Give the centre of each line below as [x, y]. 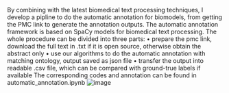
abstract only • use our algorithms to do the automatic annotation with [106, 53]
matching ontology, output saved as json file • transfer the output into [106, 61]
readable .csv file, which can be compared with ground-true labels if [104, 68]
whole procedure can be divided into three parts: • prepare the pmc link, [110, 39]
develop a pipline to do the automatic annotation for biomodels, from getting [115, 17]
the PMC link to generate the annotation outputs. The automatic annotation [113, 24]
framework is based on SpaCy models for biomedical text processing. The [112, 31]
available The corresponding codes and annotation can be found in [102, 75]
